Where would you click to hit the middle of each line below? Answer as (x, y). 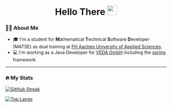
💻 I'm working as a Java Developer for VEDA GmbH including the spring (89, 52)
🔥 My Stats (19, 78)
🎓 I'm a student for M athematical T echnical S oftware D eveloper (81, 39)
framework (24, 60)
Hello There (80, 12)
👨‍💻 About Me (22, 28)
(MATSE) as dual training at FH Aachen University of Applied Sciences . (88, 47)
